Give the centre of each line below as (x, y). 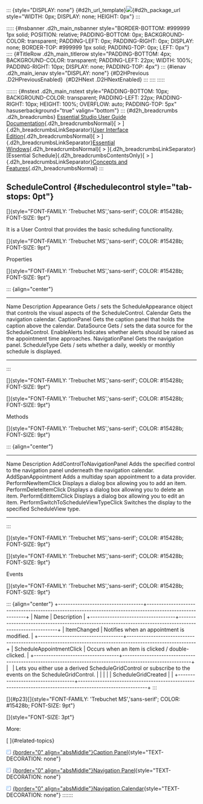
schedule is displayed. (34, 351)
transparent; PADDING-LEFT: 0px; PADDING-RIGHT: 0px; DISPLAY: (111, 41)
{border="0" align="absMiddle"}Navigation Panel (74, 770)
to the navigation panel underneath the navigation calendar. (81, 470)
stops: (19, 197)
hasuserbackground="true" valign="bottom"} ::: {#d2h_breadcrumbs (92, 111)
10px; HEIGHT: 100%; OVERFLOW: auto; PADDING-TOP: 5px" (101, 104)
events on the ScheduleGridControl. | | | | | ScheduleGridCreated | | (90, 674)
